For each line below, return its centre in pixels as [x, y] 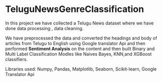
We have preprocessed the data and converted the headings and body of [81, 38]
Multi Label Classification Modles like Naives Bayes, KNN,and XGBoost [78, 54]
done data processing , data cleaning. [45, 28]
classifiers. [16, 59]
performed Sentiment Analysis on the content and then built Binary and [80, 48]
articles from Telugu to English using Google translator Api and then [75, 43]
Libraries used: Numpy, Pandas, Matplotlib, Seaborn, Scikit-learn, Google [81, 69]
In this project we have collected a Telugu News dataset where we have [79, 23]
